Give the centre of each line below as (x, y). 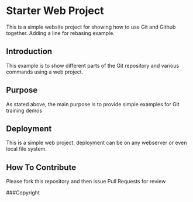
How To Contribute (41, 167)
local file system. (26, 149)
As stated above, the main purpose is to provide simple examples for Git (93, 104)
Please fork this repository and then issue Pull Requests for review (86, 182)
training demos (24, 110)
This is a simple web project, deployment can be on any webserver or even (96, 143)
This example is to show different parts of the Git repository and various (93, 65)
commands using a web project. (45, 72)
